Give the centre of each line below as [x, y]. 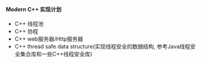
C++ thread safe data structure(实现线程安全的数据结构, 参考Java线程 [103, 47]
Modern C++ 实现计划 [34, 9]
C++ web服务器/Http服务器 [49, 39]
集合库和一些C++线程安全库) [56, 54]
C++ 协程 [26, 31]
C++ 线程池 [29, 24]
